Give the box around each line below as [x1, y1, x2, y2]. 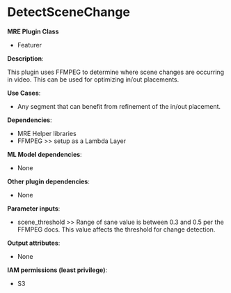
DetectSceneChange [7, 4, 131, 20]
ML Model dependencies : [7, 150, 82, 158]
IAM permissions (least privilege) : [7, 266, 108, 274]
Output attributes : [7, 239, 61, 247]
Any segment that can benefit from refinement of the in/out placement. [17, 102, 221, 110]
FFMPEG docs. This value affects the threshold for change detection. [17, 225, 216, 234]
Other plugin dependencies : [7, 177, 90, 186]
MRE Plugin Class [7, 27, 59, 36]
